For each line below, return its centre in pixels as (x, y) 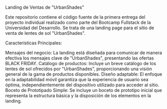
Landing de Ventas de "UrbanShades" (45, 7)
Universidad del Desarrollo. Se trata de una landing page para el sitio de (80, 28)
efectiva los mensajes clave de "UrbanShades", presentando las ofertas (80, 58)
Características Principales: (34, 43)
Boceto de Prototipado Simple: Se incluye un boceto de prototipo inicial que (84, 90)
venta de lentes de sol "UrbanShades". (45, 33)
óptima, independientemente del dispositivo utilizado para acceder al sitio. (82, 85)
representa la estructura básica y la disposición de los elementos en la (78, 96)
